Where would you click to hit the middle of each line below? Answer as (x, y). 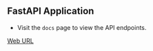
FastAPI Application (51, 11)
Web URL (21, 41)
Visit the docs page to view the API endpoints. (82, 27)
